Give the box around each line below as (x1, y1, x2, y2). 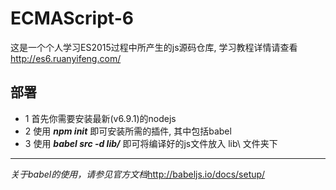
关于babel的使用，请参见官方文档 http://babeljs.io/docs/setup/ (10, 168, 266, 180)
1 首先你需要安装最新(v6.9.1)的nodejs (24, 112, 177, 124)
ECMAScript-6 (10, 7, 134, 30)
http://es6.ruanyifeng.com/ (10, 52, 122, 64)
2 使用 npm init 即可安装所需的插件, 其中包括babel (24, 125, 232, 137)
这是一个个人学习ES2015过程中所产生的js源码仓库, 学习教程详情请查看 (10, 41, 298, 53)
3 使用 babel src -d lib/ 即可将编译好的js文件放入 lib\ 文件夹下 (24, 137, 278, 149)
